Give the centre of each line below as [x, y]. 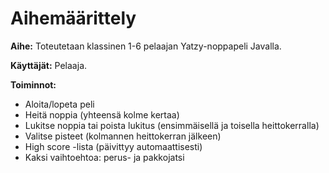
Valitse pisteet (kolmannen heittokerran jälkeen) [123, 136]
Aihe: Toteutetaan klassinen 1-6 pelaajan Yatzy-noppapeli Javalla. [146, 46]
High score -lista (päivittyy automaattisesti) [113, 146]
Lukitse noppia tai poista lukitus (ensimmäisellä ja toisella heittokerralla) [172, 125]
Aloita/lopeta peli [59, 104]
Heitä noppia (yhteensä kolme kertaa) [102, 114]
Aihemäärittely [73, 18]
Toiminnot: [33, 84]
